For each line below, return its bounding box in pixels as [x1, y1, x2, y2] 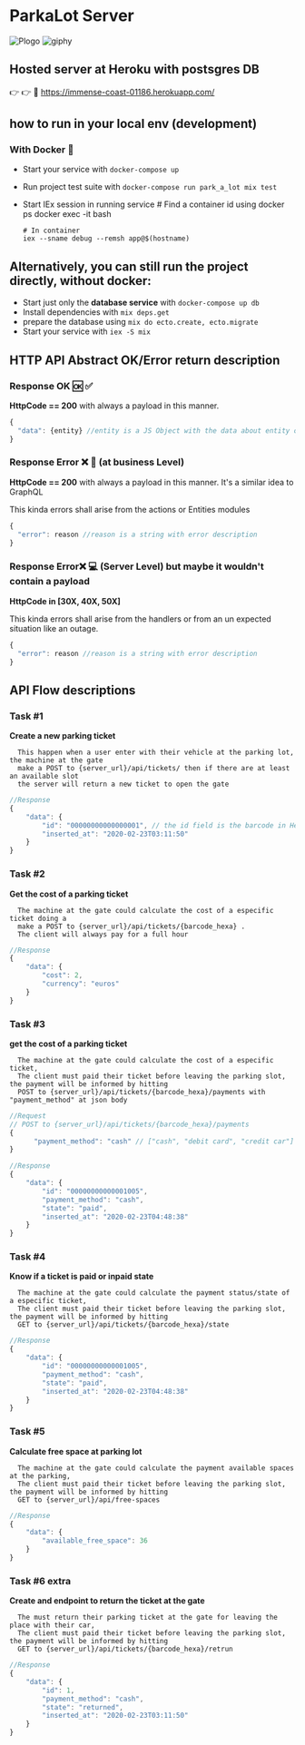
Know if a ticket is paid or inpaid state [9, 1271, 154, 1282]
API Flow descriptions [9, 682, 136, 698]
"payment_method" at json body [9, 1095, 128, 1104]
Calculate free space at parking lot [9, 1446, 143, 1456]
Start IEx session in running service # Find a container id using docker [22, 199, 285, 210]
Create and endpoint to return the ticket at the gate [9, 1595, 206, 1606]
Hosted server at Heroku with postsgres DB [9, 62, 261, 77]
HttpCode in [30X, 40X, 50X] [9, 595, 121, 606]
